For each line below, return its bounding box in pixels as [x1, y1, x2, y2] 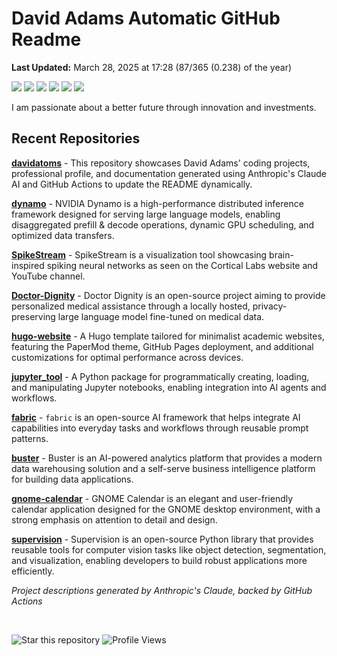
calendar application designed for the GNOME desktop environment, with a [11, 503, 321, 515]
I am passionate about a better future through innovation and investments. [11, 101, 317, 113]
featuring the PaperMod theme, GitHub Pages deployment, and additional [11, 340, 314, 352]
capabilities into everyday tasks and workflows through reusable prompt [11, 422, 309, 434]
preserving [11, 310, 56, 322]
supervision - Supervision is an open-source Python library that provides [11, 533, 314, 545]
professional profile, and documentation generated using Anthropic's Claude [11, 167, 328, 179]
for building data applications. [11, 473, 134, 485]
